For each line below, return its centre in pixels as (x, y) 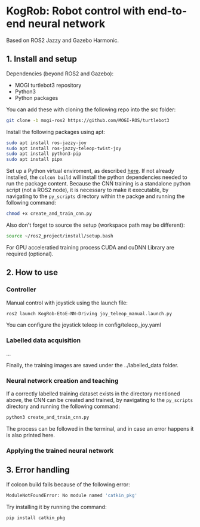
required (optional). (30, 254)
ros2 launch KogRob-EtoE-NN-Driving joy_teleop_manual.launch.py (89, 313)
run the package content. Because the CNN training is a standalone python (99, 184)
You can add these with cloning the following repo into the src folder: (91, 109)
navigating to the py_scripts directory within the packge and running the (96, 196)
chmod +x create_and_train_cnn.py (49, 214)
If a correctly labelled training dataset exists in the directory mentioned (93, 394)
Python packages (36, 98)
